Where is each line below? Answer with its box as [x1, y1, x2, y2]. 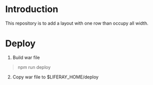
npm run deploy [17, 64, 51, 70]
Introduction [5, 4, 59, 15]
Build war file [12, 54, 40, 60]
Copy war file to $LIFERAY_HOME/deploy [12, 74, 99, 80]
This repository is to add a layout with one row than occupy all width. [5, 20, 148, 26]
